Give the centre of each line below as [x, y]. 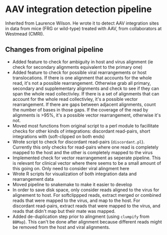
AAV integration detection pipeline [78, 9]
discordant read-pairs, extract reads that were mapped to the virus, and [86, 206]
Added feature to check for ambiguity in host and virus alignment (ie [83, 62]
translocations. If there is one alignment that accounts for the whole [82, 78]
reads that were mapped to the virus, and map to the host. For [76, 200]
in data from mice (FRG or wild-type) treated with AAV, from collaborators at [83, 28]
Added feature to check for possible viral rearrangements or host [79, 72]
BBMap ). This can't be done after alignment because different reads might [87, 221]
